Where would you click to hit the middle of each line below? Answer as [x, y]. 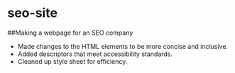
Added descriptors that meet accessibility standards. [95, 54]
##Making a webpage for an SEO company [70, 33]
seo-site [33, 13]
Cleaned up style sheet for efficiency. [72, 61]
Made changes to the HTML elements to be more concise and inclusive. [123, 46]
